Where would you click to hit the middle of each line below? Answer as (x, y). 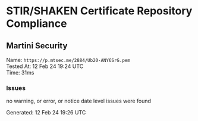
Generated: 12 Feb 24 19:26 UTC (46, 113)
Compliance (37, 24)
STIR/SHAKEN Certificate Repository (99, 11)
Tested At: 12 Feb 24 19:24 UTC (45, 66)
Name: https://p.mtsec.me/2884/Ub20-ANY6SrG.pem (68, 60)
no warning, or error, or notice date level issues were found (79, 101)
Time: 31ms (20, 72)
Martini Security (37, 46)
